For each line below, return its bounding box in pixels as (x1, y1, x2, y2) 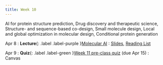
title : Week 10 (5, 7, 37, 12)
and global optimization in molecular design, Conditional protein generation (5, 31, 158, 37)
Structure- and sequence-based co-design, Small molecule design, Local (5, 25, 155, 32)
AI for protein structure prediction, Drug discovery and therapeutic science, (5, 21, 159, 26)
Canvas (5, 55, 21, 61)
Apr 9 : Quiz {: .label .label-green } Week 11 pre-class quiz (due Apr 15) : (5, 50, 149, 56)
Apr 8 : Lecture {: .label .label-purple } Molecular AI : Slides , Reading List (5, 40, 151, 46)
